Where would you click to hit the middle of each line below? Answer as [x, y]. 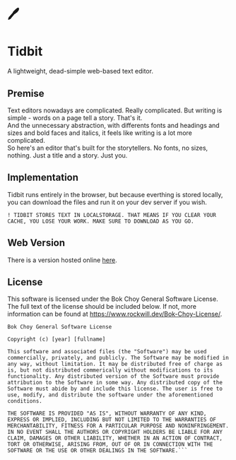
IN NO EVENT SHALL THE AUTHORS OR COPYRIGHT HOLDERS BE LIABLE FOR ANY [115, 432]
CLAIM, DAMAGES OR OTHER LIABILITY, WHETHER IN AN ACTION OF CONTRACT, [115, 438]
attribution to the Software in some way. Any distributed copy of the [115, 383]
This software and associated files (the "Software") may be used [107, 352]
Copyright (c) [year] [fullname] [57, 340]
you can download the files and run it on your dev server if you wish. [107, 202]
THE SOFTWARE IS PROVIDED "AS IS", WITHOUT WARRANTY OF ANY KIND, [107, 414]
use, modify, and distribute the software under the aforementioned [110, 395]
